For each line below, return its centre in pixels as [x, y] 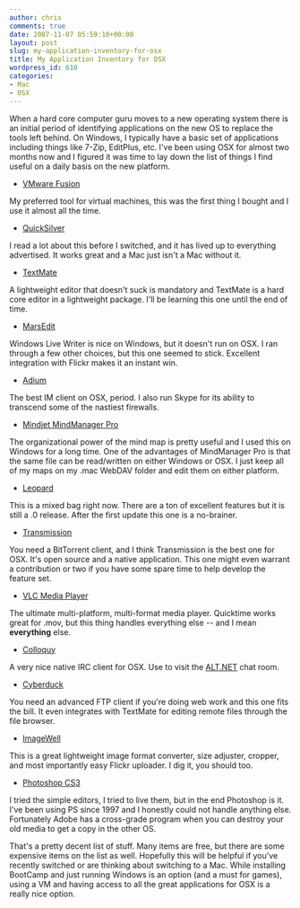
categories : [31, 76]
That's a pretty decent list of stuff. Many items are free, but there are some [147, 846]
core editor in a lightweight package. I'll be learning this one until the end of [149, 299]
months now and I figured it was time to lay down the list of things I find [141, 156]
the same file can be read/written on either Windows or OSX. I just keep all [147, 461]
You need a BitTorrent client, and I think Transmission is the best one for [142, 550]
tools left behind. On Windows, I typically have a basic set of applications [144, 137]
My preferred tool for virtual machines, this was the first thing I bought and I [149, 201]
